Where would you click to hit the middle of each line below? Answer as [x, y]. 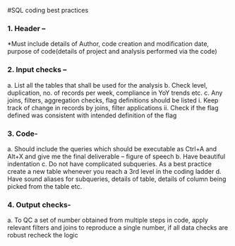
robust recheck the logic [43, 235]
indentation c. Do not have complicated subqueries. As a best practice [109, 164]
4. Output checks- [39, 204]
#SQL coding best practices [48, 10]
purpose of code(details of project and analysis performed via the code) [112, 52]
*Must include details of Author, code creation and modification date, [108, 44]
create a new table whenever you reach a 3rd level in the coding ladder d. [114, 171]
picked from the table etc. [45, 186]
